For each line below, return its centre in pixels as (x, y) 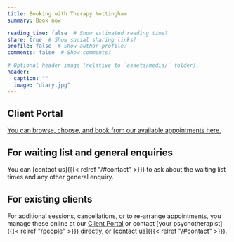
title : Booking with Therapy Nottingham (67, 14)
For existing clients (50, 199)
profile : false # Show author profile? (67, 46)
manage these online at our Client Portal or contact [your (90, 223)
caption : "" (31, 78)
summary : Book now (34, 20)
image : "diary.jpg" (42, 85)
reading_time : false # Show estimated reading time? (88, 33)
